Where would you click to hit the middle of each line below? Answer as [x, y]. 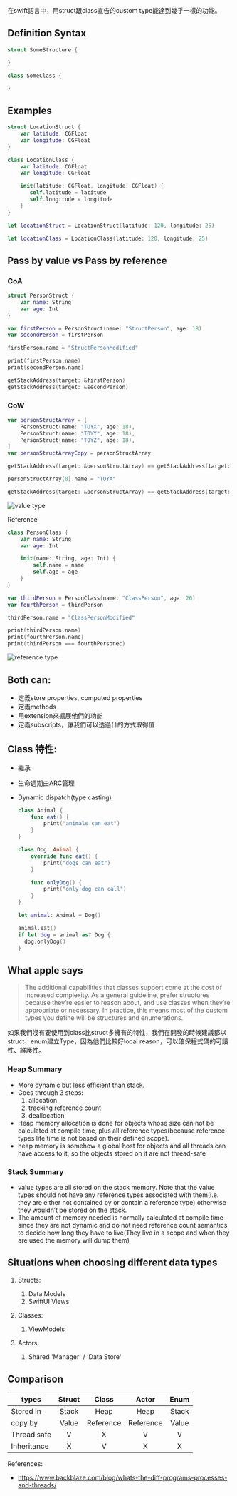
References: [25, 1464]
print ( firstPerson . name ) [44, 361]
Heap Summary [35, 1069]
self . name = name [58, 565]
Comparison [36, 1379]
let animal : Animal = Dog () [59, 916]
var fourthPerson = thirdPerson [55, 605]
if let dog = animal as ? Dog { [64, 935]
